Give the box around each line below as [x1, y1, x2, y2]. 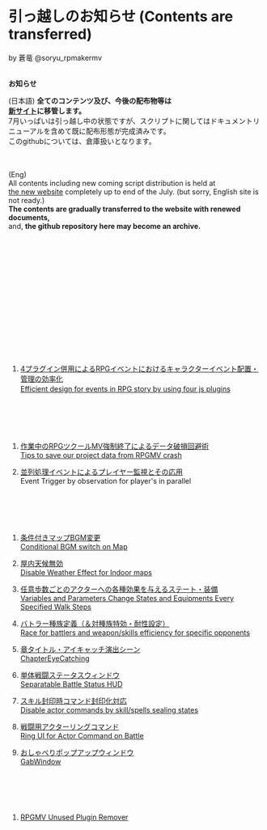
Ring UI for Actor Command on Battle [19, 730, 144, 740]
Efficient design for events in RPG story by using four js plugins [19, 383, 231, 393]
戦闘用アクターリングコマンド [19, 722, 120, 731]
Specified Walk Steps [19, 602, 91, 612]
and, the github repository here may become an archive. [8, 221, 201, 231]
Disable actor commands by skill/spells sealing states [19, 705, 199, 714]
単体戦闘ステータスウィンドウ [19, 670, 120, 680]
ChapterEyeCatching [19, 653, 91, 663]
